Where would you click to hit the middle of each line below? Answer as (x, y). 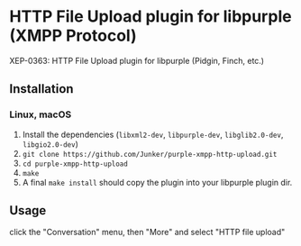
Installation (41, 89)
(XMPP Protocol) (73, 36)
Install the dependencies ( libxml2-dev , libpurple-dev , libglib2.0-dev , (153, 134)
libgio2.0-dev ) (50, 144)
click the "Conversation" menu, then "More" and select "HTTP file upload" (147, 232)
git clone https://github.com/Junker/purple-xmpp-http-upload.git (150, 154)
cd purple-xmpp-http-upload (75, 164)
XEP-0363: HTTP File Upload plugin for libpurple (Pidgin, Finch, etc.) (137, 60)
